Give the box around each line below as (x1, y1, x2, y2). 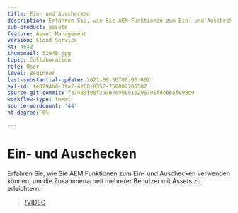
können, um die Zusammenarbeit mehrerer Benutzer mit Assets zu (7, 176, 201, 185)
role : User (7, 63, 40, 70)
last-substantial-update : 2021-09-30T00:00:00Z (7, 76, 151, 84)
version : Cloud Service (7, 37, 78, 44)
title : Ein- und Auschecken (7, 10, 91, 18)
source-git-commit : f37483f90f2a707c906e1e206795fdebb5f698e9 (7, 89, 195, 96)
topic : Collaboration (7, 57, 72, 64)
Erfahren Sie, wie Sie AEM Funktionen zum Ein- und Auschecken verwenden (7, 169, 231, 178)
